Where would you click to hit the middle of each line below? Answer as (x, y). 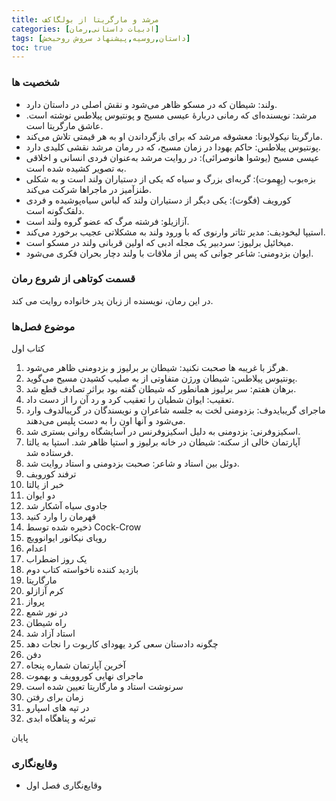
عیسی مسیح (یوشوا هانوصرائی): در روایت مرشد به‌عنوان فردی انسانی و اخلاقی (172, 157)
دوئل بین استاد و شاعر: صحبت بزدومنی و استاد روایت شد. (132, 463)
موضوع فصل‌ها (43, 326)
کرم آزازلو (44, 591)
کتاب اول (28, 348)
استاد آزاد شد (50, 633)
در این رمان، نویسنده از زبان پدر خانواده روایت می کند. (112, 300)
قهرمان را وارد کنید (61, 517)
